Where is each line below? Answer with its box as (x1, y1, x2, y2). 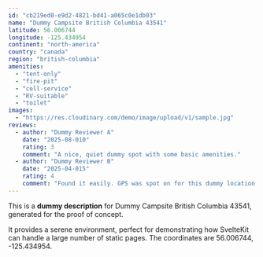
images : (8, 107, 34, 115)
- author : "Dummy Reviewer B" (15, 158, 114, 166)
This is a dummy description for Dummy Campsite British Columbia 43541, (8, 201, 252, 211)
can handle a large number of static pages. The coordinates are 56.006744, (8, 233, 254, 242)
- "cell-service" (15, 84, 72, 93)
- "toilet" (15, 99, 51, 107)
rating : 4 (22, 172, 55, 181)
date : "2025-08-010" (22, 135, 90, 144)
